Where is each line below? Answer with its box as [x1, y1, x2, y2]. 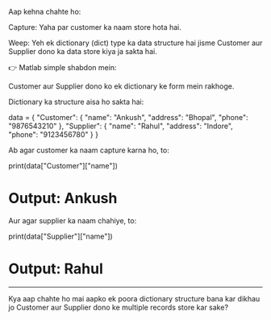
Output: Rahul [8, 260, 103, 278]
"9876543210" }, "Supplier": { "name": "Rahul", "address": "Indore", [8, 121, 234, 131]
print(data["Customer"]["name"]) [8, 161, 119, 170]
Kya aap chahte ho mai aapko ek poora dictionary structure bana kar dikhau [8, 293, 261, 303]
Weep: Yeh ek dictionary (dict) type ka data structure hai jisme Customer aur [8, 38, 263, 48]
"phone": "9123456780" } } [8, 130, 99, 139]
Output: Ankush [8, 189, 118, 208]
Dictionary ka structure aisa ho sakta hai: [8, 97, 144, 106]
